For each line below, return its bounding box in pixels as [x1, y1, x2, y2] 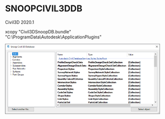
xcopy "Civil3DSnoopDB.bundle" [5, 29, 71, 34]
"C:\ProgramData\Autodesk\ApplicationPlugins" [5, 34, 102, 40]
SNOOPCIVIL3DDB [5, 3, 82, 14]
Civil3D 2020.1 [5, 19, 34, 25]
